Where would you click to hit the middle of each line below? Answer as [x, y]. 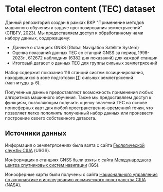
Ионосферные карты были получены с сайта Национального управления [81, 174]
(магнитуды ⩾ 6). [23, 83]
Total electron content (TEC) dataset [80, 9]
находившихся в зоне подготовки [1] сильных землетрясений [69, 77]
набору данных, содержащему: [38, 38]
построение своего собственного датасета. [51, 118]
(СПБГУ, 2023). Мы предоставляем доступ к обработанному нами [74, 33]
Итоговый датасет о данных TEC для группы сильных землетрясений [85, 63]
